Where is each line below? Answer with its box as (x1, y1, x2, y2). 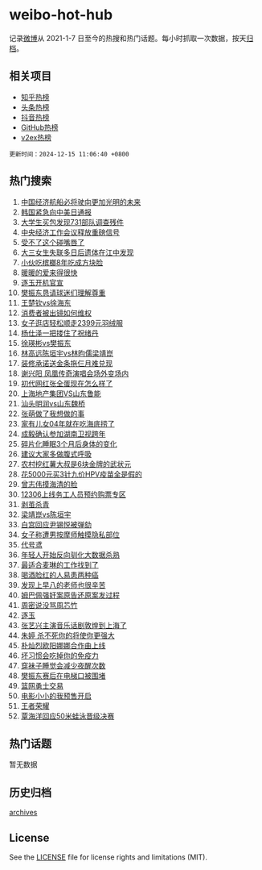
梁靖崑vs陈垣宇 (20, 510, 72, 519)
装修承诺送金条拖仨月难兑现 (20, 358, 113, 368)
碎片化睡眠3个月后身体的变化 (20, 439, 117, 448)
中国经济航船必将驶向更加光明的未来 (20, 197, 141, 206)
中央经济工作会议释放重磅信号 (20, 227, 120, 237)
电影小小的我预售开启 (20, 691, 92, 701)
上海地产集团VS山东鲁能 (20, 389, 101, 398)
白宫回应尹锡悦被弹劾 (20, 519, 92, 529)
